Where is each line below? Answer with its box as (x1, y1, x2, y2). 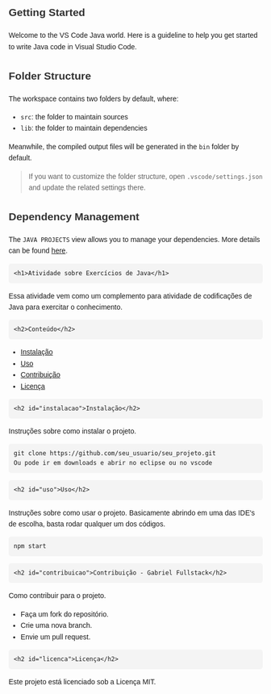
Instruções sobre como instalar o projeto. (8, 427, 136, 436)
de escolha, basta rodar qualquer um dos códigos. (8, 519, 166, 529)
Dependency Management (8, 210, 140, 223)
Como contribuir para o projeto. (8, 592, 106, 600)
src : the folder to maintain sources (20, 112, 128, 121)
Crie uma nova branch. (20, 621, 93, 630)
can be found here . (8, 246, 68, 256)
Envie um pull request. (20, 632, 91, 642)
